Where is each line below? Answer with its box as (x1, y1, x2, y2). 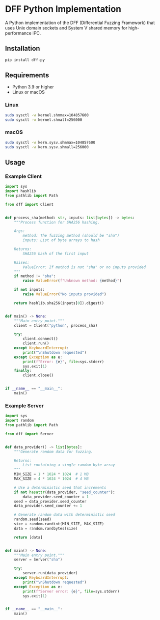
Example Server (5, 402, 44, 409)
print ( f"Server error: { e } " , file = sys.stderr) (23, 589, 120, 594)
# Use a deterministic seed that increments (14, 485, 107, 490)
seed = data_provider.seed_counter (14, 499, 87, 504)
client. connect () (23, 337, 58, 341)
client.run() (23, 341, 50, 346)
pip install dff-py (5, 57, 45, 62)
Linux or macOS (12, 89, 45, 95)
